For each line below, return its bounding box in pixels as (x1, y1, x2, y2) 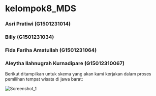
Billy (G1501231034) (5, 34, 54, 41)
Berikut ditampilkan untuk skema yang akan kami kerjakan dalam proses (5, 71, 152, 77)
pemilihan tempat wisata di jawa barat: (5, 76, 83, 82)
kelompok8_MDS (5, 3, 76, 14)
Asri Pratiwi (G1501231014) (5, 21, 71, 27)
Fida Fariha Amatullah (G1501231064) (5, 47, 97, 53)
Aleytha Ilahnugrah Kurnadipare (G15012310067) (5, 60, 125, 67)
